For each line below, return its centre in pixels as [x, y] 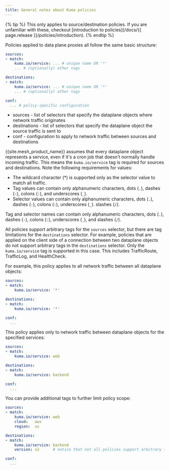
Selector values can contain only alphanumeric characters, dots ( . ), [83, 199]
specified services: [25, 337]
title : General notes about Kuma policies [51, 10]
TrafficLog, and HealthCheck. [36, 257]
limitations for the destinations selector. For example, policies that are [78, 235]
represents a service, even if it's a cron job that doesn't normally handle [80, 157]
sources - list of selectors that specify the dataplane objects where [82, 115]
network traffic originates [39, 120]
